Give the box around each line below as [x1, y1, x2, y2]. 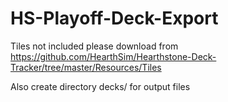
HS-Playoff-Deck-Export [10, 7, 219, 30]
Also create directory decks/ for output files [10, 80, 191, 92]
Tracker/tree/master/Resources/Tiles [10, 61, 162, 73]
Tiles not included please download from [10, 40, 179, 52]
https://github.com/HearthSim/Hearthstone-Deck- [10, 50, 217, 62]
